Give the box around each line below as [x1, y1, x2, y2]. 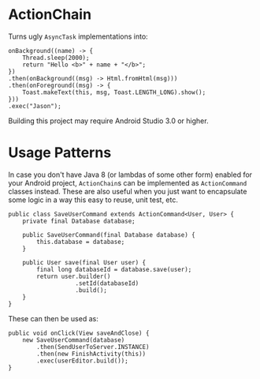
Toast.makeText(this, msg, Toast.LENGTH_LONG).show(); [22, 88, 206, 96]
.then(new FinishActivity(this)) [36, 350, 147, 358]
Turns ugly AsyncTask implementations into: [8, 32, 148, 41]
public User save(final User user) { [22, 258, 147, 266]
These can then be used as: [8, 313, 98, 323]
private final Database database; [22, 217, 136, 225]
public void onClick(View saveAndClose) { [8, 329, 150, 337]
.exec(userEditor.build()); [36, 357, 128, 365]
